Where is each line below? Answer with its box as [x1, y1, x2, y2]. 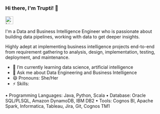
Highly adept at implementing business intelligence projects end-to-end [5, 44, 155, 50]
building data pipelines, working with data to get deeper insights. [5, 34, 140, 40]
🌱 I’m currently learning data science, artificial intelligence [12, 64, 134, 70]
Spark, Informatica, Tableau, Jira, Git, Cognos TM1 [5, 103, 110, 109]
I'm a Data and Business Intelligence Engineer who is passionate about [5, 28, 152, 34]
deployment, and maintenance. [5, 54, 70, 60]
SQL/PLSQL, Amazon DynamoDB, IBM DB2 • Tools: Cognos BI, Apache [5, 98, 153, 104]
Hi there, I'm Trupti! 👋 [5, 5, 59, 12]
